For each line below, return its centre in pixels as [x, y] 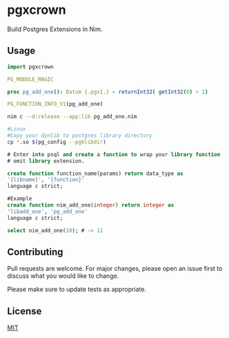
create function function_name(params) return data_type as [96, 173]
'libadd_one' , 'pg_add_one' [48, 212]
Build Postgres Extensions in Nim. [55, 29]
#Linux [17, 129]
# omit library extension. [46, 161]
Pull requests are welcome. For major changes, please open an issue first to [115, 269]
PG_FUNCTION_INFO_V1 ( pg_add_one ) [55, 104]
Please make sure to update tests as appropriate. [77, 290]
